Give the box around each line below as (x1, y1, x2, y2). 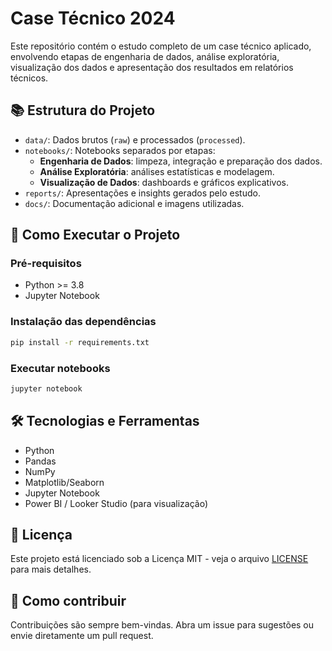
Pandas (24, 455, 57, 467)
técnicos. (10, 72, 49, 84)
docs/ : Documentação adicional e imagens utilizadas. (24, 197, 245, 209)
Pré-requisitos (10, 257, 82, 271)
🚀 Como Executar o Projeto (10, 227, 181, 244)
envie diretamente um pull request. (10, 630, 154, 642)
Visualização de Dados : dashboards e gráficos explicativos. (39, 176, 289, 188)
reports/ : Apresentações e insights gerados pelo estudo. (24, 187, 261, 199)
